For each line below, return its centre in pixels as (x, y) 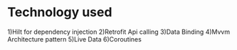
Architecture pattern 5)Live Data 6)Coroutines (75, 39)
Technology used (60, 12)
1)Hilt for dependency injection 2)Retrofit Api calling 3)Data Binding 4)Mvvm (118, 32)
